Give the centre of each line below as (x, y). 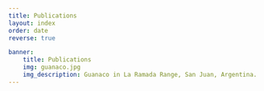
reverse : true (32, 38)
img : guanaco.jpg (52, 67)
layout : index (32, 23)
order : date (28, 30)
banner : (21, 53)
